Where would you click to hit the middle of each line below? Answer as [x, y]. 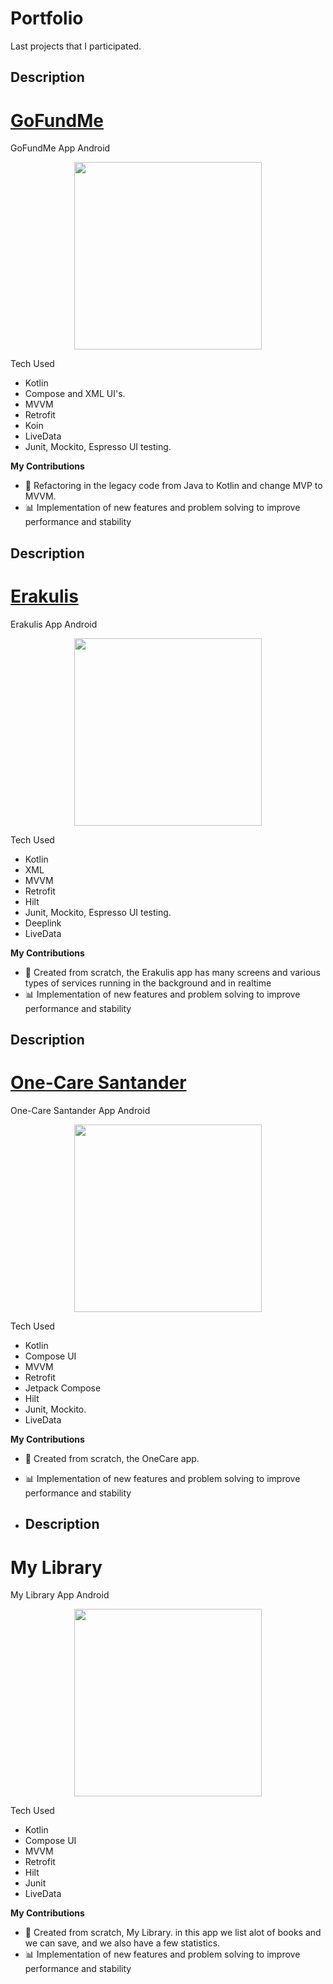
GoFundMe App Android [60, 148]
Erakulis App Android [54, 624]
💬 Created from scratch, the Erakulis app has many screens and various [172, 972]
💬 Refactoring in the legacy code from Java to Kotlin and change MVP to [173, 486]
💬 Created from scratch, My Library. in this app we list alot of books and [173, 1933]
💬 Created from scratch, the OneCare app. [112, 1458]
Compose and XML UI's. [75, 394]
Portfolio [47, 18]
